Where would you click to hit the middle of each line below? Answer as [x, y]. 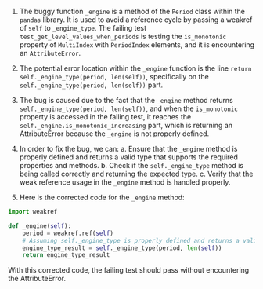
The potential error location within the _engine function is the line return [135, 68]
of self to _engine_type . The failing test [83, 28]
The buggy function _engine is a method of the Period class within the [132, 11]
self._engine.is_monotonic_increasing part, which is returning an [126, 125]
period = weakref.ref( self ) [68, 233]
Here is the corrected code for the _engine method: [102, 197]
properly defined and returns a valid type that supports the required [129, 157]
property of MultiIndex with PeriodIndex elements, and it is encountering [137, 45]
